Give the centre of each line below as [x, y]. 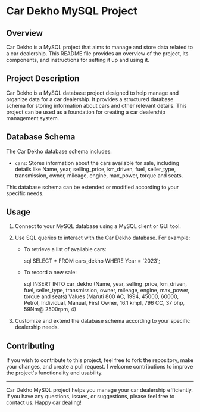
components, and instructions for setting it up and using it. [78, 60]
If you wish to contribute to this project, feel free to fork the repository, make [100, 360]
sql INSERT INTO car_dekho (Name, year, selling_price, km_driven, [105, 284]
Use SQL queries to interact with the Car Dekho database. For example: [102, 238]
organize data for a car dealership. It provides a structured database [90, 99]
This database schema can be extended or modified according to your [93, 187]
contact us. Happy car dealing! [44, 402]
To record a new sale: [50, 273]
